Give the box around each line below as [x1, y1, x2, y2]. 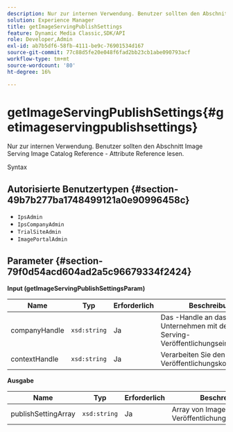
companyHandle [10, 326, 64, 335]
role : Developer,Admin [7, 36, 73, 43]
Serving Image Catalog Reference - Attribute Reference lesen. [7, 150, 184, 158]
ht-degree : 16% [7, 68, 51, 75]
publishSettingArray [10, 409, 76, 419]
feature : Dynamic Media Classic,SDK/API [7, 29, 126, 37]
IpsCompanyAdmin [17, 221, 64, 228]
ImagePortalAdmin [17, 236, 68, 243]
